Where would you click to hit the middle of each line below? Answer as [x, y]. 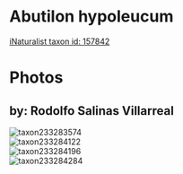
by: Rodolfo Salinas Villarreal [92, 111]
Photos [36, 78]
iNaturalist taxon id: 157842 [60, 41]
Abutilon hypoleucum [91, 17]
